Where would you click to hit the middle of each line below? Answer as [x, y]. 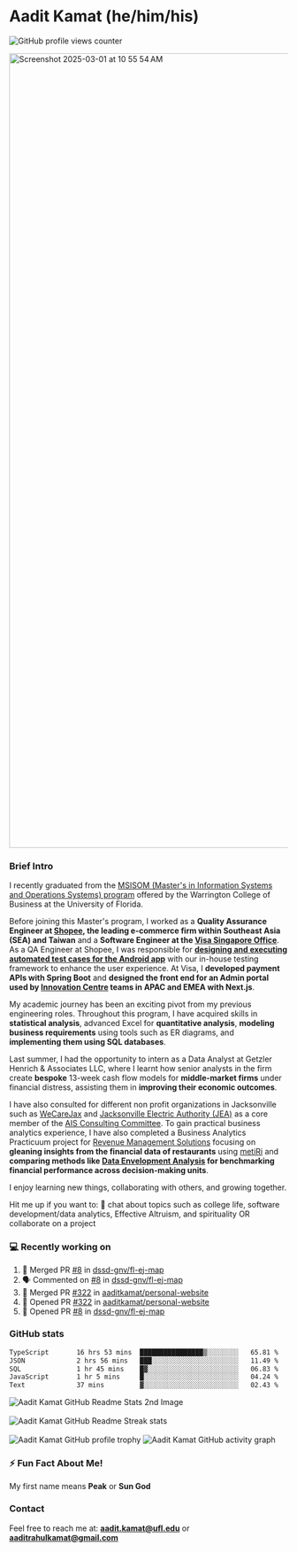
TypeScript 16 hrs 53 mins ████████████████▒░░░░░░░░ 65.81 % [144, 1352]
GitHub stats [37, 1334]
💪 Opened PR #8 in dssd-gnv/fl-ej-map [93, 1311]
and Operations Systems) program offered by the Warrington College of [140, 895]
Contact [27, 1509]
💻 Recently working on [61, 1247]
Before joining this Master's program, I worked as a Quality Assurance [138, 922]
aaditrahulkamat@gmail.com [64, 1537]
